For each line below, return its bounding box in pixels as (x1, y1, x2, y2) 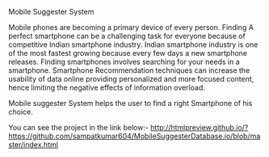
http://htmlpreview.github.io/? (150, 123, 249, 132)
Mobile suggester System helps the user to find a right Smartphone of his (8, 99, 253, 108)
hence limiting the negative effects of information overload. (8, 83, 206, 92)
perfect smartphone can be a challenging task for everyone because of (8, 32, 246, 40)
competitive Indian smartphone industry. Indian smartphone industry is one (8, 40, 258, 49)
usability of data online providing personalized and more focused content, (8, 74, 254, 83)
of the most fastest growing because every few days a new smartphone (8, 49, 248, 57)
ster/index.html (8, 140, 59, 149)
